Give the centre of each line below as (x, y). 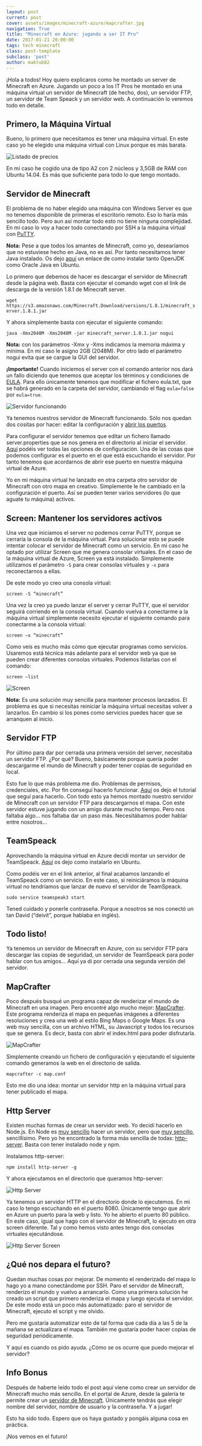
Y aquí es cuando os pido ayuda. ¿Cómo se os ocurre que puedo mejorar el (100, 1347)
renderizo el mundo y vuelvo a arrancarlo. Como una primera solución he (97, 1292)
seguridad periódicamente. (40, 1336)
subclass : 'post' (28, 57)
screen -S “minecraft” (35, 594)
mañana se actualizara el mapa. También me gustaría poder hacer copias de (101, 1329)
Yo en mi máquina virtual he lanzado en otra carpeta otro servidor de (92, 480)
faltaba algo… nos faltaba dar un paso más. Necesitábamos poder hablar (97, 815)
